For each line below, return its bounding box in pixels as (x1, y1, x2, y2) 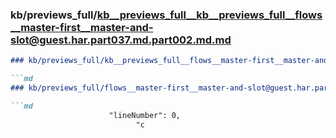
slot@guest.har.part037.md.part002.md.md (10, 33, 232, 47)
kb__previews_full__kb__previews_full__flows (96, 8, 323, 22)
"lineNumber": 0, (108, 110, 182, 120)
